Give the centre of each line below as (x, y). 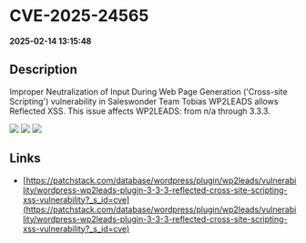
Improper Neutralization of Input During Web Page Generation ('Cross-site (149, 91)
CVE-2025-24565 (79, 16)
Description (43, 70)
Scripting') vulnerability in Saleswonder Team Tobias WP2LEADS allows (144, 101)
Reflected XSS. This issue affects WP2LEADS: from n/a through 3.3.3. (140, 111)
